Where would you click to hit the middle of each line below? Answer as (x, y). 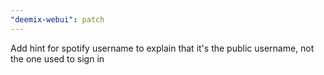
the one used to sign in (57, 58)
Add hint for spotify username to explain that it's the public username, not (162, 48)
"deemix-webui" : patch (57, 19)
